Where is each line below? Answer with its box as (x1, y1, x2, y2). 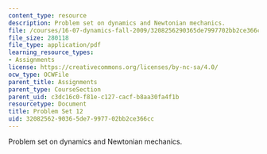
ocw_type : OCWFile (8, 71, 69, 79)
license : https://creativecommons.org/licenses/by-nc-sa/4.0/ (8, 64, 219, 71)
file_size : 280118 (8, 33, 69, 42)
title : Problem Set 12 (8, 108, 83, 116)
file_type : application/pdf (8, 41, 102, 49)
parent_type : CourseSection (8, 85, 102, 94)
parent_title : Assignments (8, 78, 98, 86)
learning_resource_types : (8, 48, 94, 56)
